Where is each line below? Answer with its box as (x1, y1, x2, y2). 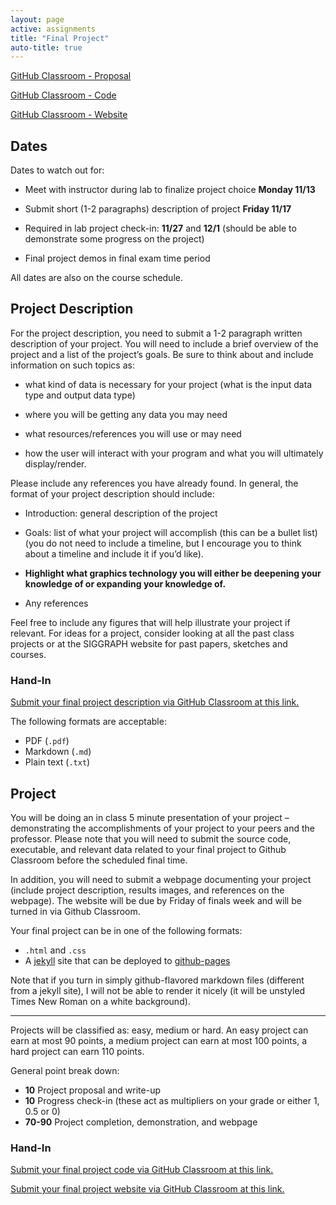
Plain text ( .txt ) (24, 756, 91, 768)
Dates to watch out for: (10, 164, 105, 176)
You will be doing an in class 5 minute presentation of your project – (10, 811, 290, 823)
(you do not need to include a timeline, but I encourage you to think (24, 537, 302, 549)
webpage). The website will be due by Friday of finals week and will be (10, 894, 302, 906)
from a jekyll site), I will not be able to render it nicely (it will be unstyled (10, 984, 306, 996)
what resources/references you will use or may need (24, 427, 242, 440)
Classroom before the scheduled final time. (10, 854, 188, 866)
